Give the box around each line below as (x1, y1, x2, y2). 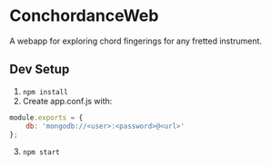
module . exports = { (9, 112, 84, 122)
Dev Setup (9, 62, 70, 77)
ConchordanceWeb (9, 5, 159, 26)
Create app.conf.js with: (22, 95, 113, 106)
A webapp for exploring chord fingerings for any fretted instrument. (9, 35, 262, 46)
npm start (22, 148, 61, 157)
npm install (22, 87, 68, 96)
